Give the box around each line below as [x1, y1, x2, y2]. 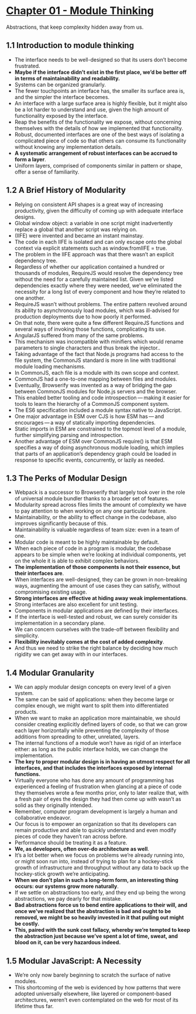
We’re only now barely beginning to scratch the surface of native [14, 972, 171, 978]
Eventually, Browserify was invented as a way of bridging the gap [14, 381, 173, 388]
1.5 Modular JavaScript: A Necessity [6, 956, 142, 966]
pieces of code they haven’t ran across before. [14, 833, 128, 840]
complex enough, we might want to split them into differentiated [14, 702, 169, 709]
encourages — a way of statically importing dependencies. [14, 419, 156, 426]
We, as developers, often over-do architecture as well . [14, 846, 149, 853]
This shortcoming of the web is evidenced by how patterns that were [14, 984, 181, 991]
